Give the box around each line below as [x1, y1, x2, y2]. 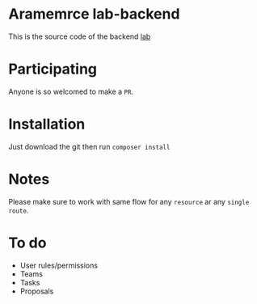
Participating [8, 60, 98, 78]
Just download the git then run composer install [8, 141, 171, 151]
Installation [8, 115, 86, 133]
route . [8, 205, 29, 215]
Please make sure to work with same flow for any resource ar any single [8, 196, 250, 206]
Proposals [19, 286, 54, 296]
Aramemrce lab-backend [8, 5, 180, 23]
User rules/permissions [19, 260, 99, 270]
